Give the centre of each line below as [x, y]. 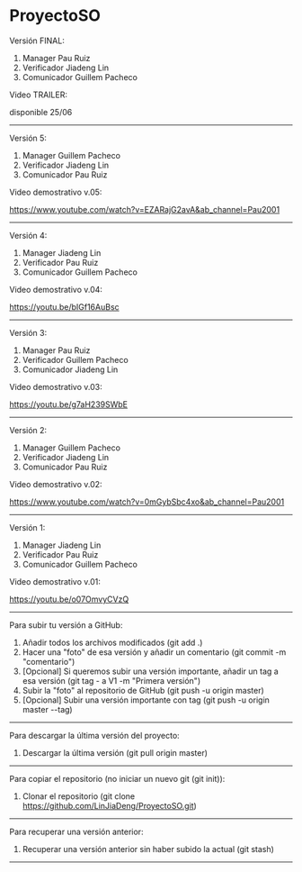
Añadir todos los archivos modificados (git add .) [112, 642]
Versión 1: [27, 527]
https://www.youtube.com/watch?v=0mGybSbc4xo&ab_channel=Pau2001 [147, 502]
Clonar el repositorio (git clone [79, 796]
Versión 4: [28, 235]
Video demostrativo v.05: [56, 192]
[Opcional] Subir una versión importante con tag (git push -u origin [146, 700]
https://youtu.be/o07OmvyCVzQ [69, 599]
